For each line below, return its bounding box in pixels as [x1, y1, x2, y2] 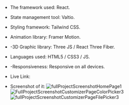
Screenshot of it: [10, 84, 45, 89]
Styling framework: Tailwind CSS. [10, 24, 81, 30]
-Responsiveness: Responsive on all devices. [10, 64, 106, 69]
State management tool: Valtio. [10, 14, 75, 20]
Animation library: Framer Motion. [10, 34, 81, 40]
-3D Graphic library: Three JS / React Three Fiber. [10, 44, 115, 50]
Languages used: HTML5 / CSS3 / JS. [10, 54, 90, 60]
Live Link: [10, 73, 31, 80]
